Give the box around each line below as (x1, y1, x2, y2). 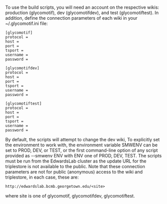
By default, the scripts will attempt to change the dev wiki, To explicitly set (5, 137, 160, 142)
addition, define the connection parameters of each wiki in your (5, 15, 138, 21)
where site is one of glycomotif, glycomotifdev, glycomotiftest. (5, 193, 135, 199)
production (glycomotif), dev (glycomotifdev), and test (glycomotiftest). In (5, 10, 159, 16)
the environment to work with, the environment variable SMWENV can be (5, 142, 158, 148)
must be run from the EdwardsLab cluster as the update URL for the (5, 158, 147, 164)
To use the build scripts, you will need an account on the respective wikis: (5, 5, 159, 10)
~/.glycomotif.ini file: (5, 20, 48, 26)
